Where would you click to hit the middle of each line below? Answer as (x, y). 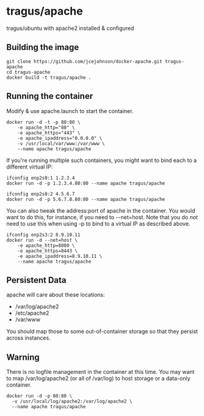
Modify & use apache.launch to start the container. (70, 111)
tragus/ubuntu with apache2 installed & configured (70, 28)
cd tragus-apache (28, 72)
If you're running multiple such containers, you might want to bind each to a (102, 160)
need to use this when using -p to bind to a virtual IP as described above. (98, 224)
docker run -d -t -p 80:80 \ (43, 122)
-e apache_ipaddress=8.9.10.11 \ (60, 256)
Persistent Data (36, 280)
